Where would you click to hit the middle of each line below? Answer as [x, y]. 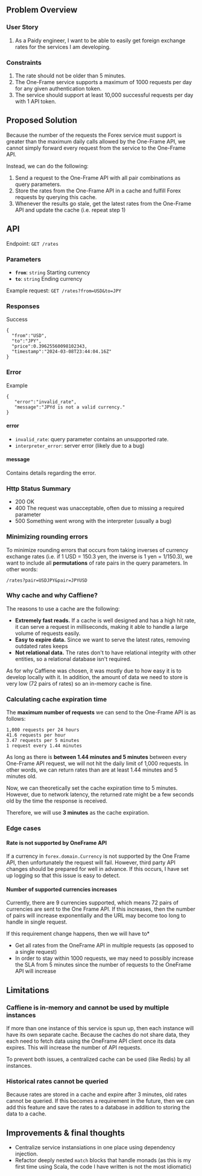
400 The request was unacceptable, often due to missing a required [99, 508]
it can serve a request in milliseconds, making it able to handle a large [102, 626]
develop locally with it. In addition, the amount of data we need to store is [97, 677]
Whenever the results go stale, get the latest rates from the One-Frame [103, 203]
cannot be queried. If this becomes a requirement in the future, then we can [100, 1101]
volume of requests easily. [48, 633]
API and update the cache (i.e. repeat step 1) [70, 210]
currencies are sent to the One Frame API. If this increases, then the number [101, 909]
